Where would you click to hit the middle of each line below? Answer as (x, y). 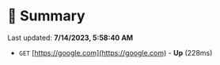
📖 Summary (46, 16)
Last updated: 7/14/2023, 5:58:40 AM (70, 38)
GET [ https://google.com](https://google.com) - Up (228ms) (116, 52)
